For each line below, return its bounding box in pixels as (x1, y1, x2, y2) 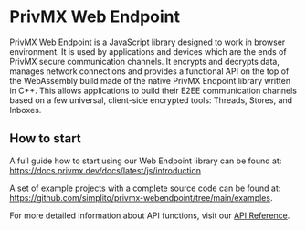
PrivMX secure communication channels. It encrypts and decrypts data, (9, 56, 280, 67)
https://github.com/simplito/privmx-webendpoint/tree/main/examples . (9, 192, 273, 203)
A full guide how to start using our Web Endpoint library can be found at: (9, 155, 282, 166)
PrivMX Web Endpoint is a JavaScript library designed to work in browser (9, 37, 286, 47)
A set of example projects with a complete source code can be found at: (9, 183, 281, 193)
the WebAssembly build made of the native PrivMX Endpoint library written (9, 75, 290, 86)
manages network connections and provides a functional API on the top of (9, 66, 290, 77)
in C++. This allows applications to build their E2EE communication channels (9, 85, 297, 96)
